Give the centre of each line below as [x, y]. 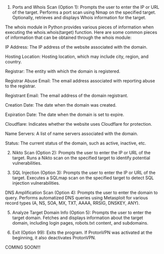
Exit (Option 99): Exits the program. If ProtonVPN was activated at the [82, 232]
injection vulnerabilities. [36, 183]
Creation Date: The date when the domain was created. [61, 105]
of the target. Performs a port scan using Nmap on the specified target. [84, 12]
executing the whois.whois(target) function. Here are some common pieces [81, 32]
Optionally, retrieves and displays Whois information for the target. [79, 17]
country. [13, 62]
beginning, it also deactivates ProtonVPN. [54, 238]
